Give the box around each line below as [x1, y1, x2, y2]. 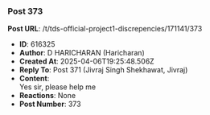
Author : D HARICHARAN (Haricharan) [19, 48, 146, 58]
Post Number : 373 [19, 99, 81, 109]
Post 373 [7, 6, 43, 17]
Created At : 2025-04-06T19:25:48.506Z [19, 56, 154, 66]
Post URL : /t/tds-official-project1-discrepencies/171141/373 [7, 24, 203, 34]
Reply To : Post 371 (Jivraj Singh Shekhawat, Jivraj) [19, 65, 188, 75]
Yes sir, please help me [19, 82, 97, 92]
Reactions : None [19, 91, 76, 101]
